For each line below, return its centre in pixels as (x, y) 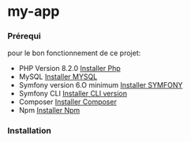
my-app (34, 11)
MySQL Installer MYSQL (58, 77)
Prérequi (24, 36)
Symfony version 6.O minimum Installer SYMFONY (101, 85)
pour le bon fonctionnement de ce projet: (74, 53)
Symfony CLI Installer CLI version (73, 94)
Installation (30, 131)
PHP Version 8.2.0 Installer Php (70, 69)
